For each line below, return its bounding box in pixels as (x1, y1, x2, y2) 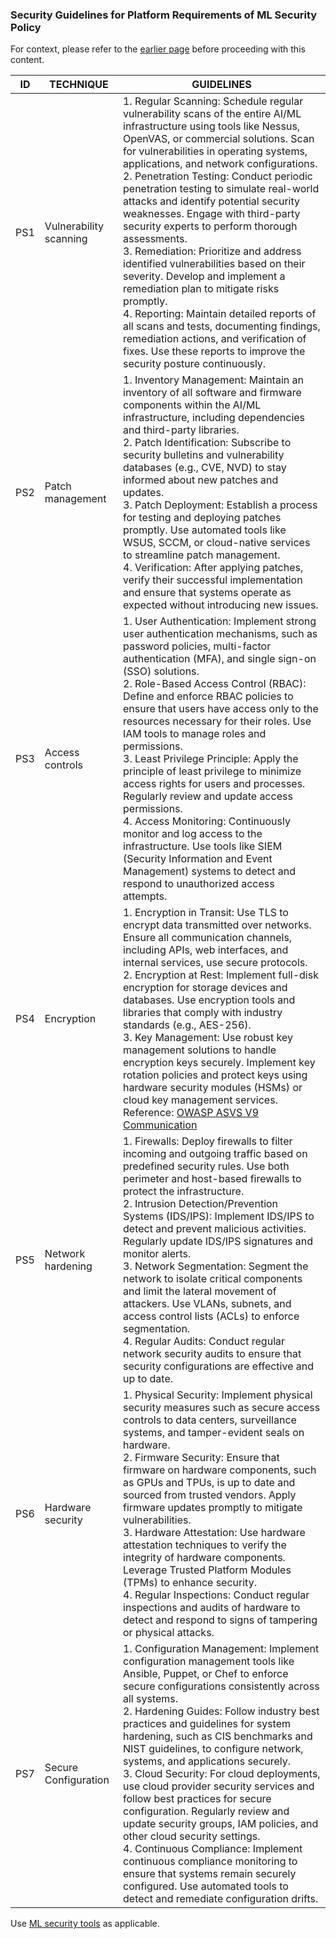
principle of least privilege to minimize (123, 764, 302, 778)
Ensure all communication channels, (123, 931, 293, 945)
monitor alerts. (123, 1247, 192, 1261)
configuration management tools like (123, 1654, 295, 1668)
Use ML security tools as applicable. (10, 1918, 160, 1930)
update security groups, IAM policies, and (123, 1817, 319, 1831)
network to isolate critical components (123, 1272, 303, 1286)
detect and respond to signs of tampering (123, 1613, 318, 1627)
